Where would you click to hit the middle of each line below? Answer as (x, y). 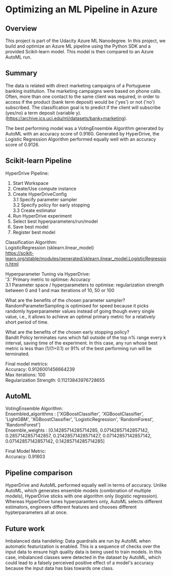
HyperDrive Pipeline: (27, 173)
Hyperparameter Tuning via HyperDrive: (48, 274)
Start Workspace (31, 183)
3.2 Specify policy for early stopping (51, 205)
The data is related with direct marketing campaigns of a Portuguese (78, 85)
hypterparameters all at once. (36, 512)
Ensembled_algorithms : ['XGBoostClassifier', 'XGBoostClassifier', (74, 414)
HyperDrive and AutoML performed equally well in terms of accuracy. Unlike (86, 485)
